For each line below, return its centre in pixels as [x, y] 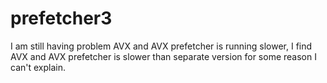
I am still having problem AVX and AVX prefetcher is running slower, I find [161, 46]
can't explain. [38, 67]
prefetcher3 [61, 18]
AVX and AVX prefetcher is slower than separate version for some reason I [163, 56]
